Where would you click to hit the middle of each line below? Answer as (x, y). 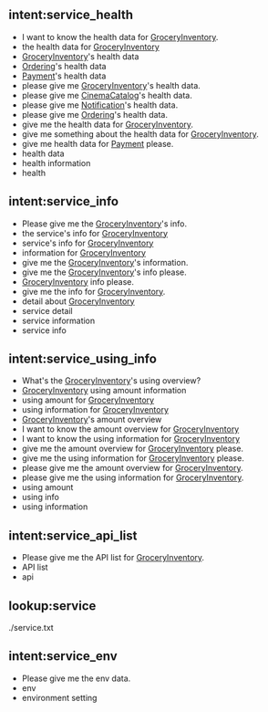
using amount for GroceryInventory (88, 400)
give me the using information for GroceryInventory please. (133, 458)
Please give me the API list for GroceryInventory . (113, 558)
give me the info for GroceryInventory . (93, 291)
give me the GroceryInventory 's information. (105, 262)
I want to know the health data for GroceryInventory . (120, 37)
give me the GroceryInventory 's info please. (104, 272)
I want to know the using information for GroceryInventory (131, 439)
